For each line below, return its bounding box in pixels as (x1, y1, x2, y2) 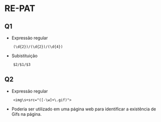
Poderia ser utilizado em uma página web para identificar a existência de (11, 106, 156, 112)
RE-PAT (4, 3, 36, 14)
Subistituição (11, 53, 38, 59)
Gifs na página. (11, 111, 42, 117)
